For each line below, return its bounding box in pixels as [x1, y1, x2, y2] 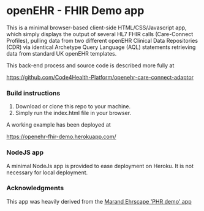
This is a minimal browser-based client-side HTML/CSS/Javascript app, [6, 24, 187, 31]
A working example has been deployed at [6, 121, 111, 128]
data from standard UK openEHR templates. [6, 50, 117, 57]
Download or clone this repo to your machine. [15, 103, 131, 110]
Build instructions [6, 89, 61, 97]
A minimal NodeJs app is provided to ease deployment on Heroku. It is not [6, 162, 194, 169]
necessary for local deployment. [6, 169, 88, 176]
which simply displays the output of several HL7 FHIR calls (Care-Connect [6, 30, 194, 37]
